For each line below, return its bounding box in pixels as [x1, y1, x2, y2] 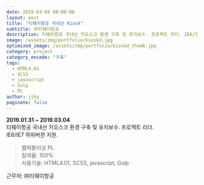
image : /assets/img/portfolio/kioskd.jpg [6, 37, 113, 43]
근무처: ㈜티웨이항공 [6, 172, 55, 180]
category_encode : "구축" [6, 54, 67, 60]
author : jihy [6, 94, 40, 100]
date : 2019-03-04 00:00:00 [6, 9, 75, 15]
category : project [6, 49, 53, 55]
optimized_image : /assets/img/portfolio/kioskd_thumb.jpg [6, 43, 157, 49]
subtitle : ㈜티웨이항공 [6, 26, 60, 32]
